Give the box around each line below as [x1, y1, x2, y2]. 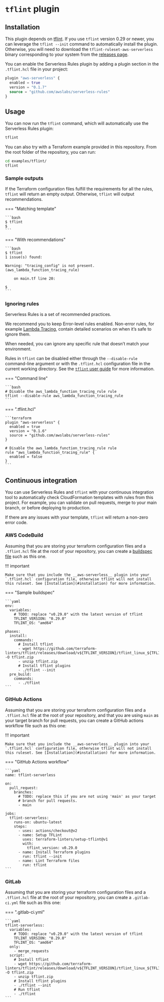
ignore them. [5, 332, 31, 337]
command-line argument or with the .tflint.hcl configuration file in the [5, 361, 150, 367]
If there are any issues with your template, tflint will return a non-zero [5, 514, 148, 520]
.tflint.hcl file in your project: [5, 66, 68, 72]
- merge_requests [14, 949, 49, 954]
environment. [5, 346, 32, 352]
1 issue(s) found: [5, 255, 42, 260]
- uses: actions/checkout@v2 [18, 828, 78, 833]
